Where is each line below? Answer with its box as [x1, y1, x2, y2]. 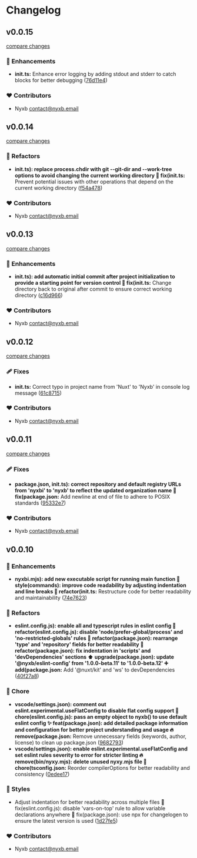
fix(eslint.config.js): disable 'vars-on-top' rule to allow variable [14, 804, 166, 812]
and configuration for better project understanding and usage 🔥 [14, 726, 174, 733]
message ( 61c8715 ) [14, 389, 62, 396]
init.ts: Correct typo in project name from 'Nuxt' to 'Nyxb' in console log [14, 383, 190, 390]
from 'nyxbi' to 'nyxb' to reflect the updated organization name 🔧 [14, 486, 177, 494]
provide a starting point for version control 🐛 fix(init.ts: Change [14, 279, 172, 286]
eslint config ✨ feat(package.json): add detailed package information [14, 719, 188, 726]
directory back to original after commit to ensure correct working [14, 286, 172, 293]
